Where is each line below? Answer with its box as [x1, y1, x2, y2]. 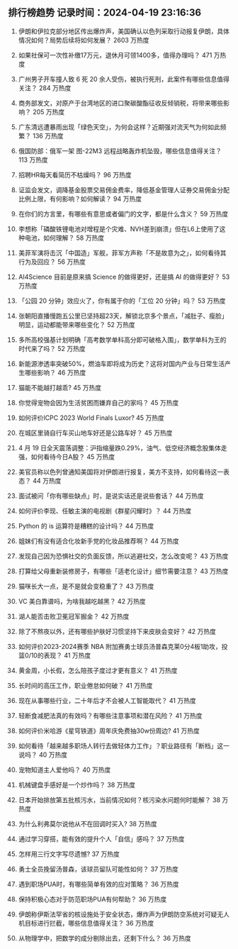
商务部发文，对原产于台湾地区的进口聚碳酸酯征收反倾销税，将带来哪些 [18, 99, 224, 107]
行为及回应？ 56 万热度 [18, 257, 86, 266]
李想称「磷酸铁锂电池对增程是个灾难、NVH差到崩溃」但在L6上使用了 [18, 224, 220, 233]
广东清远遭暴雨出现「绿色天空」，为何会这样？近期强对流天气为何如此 [18, 123, 220, 131]
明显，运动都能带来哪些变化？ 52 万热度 [18, 320, 135, 328]
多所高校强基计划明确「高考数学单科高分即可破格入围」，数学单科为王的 [18, 335, 227, 344]
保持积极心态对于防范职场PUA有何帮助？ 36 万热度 [18, 894, 167, 903]
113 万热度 [18, 155, 48, 164]
